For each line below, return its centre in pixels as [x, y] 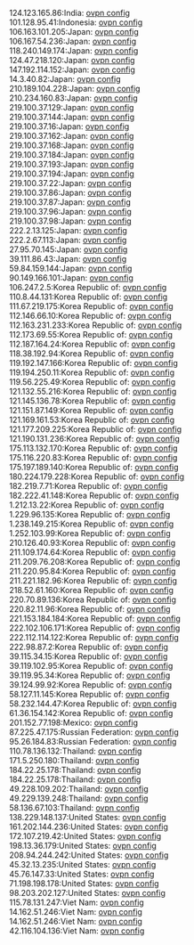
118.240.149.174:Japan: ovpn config [74, 51]
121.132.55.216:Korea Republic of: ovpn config [93, 391]
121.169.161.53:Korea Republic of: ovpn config [92, 420]
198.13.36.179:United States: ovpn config [83, 846]
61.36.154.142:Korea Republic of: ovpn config [91, 713]
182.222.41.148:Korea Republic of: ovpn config [94, 495]
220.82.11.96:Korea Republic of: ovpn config [90, 609]
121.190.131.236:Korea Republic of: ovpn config [95, 439]
